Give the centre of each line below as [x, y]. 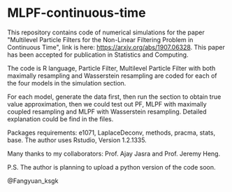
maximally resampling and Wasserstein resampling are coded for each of [113, 76]
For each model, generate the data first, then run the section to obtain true [114, 97]
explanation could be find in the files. [60, 119]
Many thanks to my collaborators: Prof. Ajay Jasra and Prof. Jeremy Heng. [114, 153]
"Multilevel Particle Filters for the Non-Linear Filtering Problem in [100, 39]
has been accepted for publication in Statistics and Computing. [98, 55]
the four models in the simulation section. [67, 83]
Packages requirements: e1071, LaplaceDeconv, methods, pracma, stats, [111, 132]
